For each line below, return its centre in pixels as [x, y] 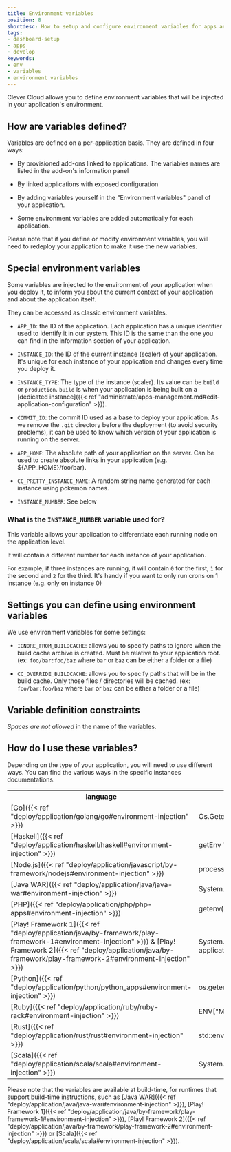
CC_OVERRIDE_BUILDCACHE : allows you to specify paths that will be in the [117, 674]
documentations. [31, 779]
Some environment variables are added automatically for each [105, 219]
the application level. [36, 542]
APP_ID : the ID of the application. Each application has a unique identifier [119, 326]
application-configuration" [55, 404]
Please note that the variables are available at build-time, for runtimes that [112, 1089]
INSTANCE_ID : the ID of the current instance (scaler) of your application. [117, 354]
